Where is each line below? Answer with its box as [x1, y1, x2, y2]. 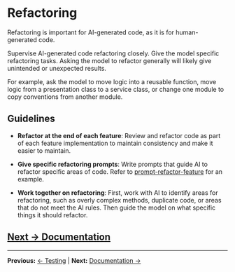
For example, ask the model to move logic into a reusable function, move [7, 77, 217, 86]
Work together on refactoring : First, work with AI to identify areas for [17, 188, 218, 197]
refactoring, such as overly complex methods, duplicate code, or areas [17, 196, 222, 204]
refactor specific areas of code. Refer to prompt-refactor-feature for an [17, 167, 222, 176]
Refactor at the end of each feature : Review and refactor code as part [17, 131, 221, 140]
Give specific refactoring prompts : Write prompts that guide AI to [17, 160, 208, 168]
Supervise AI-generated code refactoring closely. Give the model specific [7, 49, 220, 57]
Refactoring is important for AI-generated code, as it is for [7, 28, 175, 36]
